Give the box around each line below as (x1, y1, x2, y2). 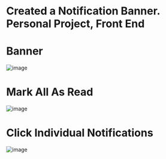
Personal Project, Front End (6, 17, 145, 31)
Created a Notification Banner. (6, 4, 161, 18)
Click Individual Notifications (6, 126, 154, 140)
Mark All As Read (6, 85, 93, 99)
